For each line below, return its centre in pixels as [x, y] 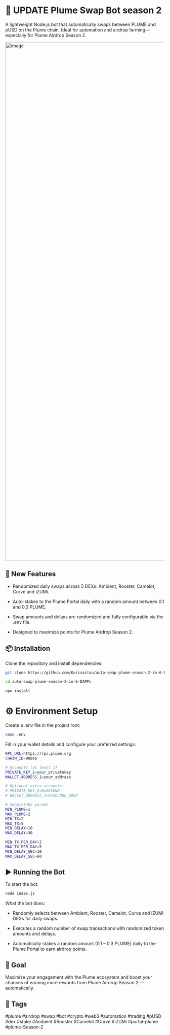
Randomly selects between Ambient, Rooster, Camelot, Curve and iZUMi [88, 913]
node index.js [20, 894]
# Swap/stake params [27, 805]
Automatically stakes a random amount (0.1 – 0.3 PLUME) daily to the [84, 944]
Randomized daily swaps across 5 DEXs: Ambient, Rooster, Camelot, [84, 586]
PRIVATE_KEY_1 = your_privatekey [38, 772]
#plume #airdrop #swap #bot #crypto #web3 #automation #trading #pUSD [83, 1016]
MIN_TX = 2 [14, 819]
